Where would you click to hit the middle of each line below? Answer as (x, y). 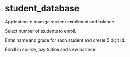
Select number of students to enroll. (41, 31)
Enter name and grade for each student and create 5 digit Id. (65, 40)
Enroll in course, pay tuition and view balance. (51, 49)
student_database (42, 8)
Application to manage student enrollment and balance (60, 22)
